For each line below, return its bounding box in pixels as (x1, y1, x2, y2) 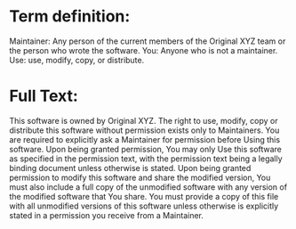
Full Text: (9, 86, 78, 106)
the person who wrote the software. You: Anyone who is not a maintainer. (9, 45, 278, 55)
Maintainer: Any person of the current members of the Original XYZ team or (9, 36, 286, 46)
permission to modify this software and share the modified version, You (9, 172, 271, 183)
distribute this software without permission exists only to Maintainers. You (9, 125, 280, 135)
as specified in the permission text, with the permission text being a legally (9, 153, 283, 164)
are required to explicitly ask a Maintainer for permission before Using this (9, 134, 281, 144)
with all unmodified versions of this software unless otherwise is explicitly (9, 200, 279, 211)
